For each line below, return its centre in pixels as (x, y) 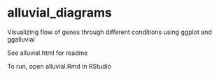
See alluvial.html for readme (48, 53)
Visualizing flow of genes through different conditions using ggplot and (109, 32)
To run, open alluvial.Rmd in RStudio (59, 66)
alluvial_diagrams (59, 13)
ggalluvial (21, 39)
